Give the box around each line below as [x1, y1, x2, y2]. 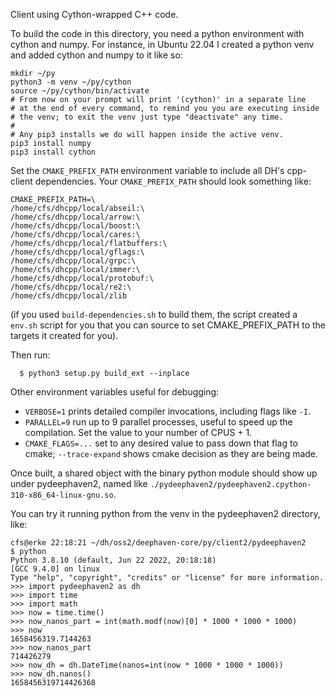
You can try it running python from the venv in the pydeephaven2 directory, [10, 508, 321, 519]
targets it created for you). [10, 330, 119, 341]
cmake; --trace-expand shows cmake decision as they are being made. [24, 448, 319, 459]
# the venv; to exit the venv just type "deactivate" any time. [10, 112, 284, 122]
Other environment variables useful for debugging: [10, 386, 220, 398]
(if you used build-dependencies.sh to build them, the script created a [10, 309, 298, 320]
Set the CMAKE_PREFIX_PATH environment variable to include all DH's [10, 165, 285, 176]
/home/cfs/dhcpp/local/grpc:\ [10, 256, 137, 266]
